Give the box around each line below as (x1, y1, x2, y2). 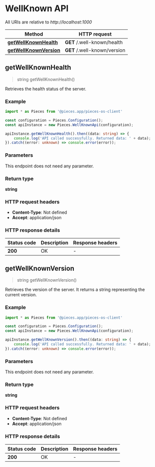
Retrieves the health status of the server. (5, 86, 86, 92)
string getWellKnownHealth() (17, 76, 75, 82)
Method (24, 30, 43, 37)
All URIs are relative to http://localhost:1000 (5, 19, 92, 25)
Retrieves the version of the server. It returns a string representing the (5, 286, 145, 293)
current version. (5, 292, 37, 298)
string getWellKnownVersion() (17, 277, 77, 283)
